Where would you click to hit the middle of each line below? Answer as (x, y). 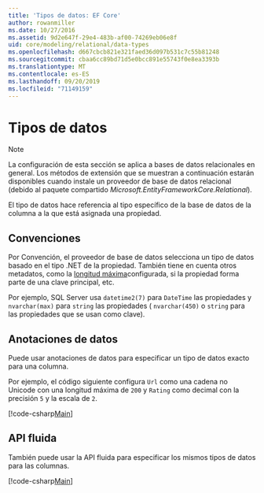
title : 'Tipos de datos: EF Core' (65, 15)
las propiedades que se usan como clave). (77, 314)
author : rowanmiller (42, 23)
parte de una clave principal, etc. (61, 282)
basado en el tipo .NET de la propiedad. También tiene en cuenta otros (123, 265)
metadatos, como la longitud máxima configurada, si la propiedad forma (124, 274)
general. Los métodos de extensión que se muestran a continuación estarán (131, 173)
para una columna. (38, 366)
